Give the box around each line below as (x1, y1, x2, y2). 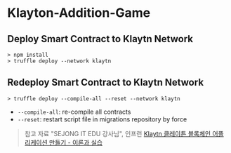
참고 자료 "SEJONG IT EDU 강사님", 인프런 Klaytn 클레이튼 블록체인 (24, 129, 211, 138)
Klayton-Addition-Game (7, 5, 151, 21)
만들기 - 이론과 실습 (48, 138, 103, 147)
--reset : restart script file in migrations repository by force (17, 114, 187, 124)
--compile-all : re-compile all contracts (17, 107, 131, 116)
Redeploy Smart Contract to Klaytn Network (7, 76, 204, 88)
